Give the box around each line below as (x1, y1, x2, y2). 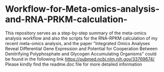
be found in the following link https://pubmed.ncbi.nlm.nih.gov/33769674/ (5, 56, 155, 62)
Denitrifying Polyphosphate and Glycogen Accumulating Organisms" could (5, 50, 157, 57)
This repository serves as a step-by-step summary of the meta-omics (5, 30, 147, 36)
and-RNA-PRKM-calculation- (5, 14, 128, 25)
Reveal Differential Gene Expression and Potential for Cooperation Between (5, 46, 158, 51)
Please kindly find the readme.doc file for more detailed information (5, 61, 142, 67)
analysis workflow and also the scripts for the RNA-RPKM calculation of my (5, 35, 158, 41)
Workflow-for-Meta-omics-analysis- (5, 3, 160, 15)
